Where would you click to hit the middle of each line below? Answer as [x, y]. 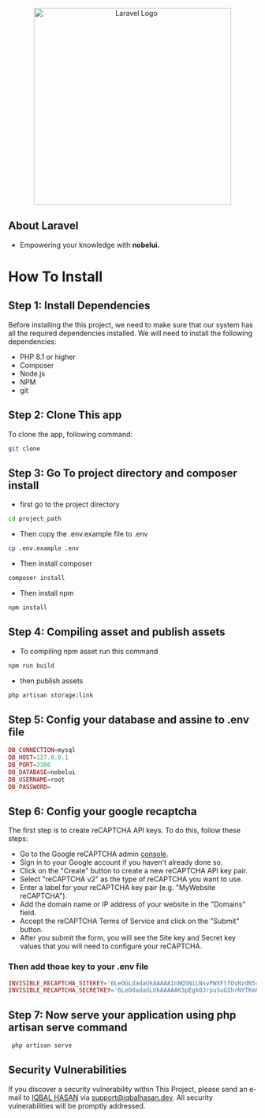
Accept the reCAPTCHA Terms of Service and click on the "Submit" [129, 921]
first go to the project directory [69, 504]
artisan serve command [68, 1027]
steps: [18, 839]
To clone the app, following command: [70, 434]
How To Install [56, 277]
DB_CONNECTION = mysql [42, 750]
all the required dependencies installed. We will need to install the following [131, 333]
